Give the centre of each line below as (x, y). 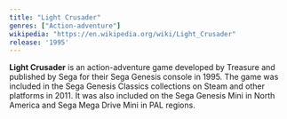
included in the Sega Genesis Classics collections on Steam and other (137, 86)
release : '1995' (39, 42)
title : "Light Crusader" (55, 17)
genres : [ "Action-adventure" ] (65, 26)
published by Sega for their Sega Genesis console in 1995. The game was (144, 77)
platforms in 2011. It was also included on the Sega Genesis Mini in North (142, 96)
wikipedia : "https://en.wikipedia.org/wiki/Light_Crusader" (123, 34)
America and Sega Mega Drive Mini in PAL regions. (102, 105)
